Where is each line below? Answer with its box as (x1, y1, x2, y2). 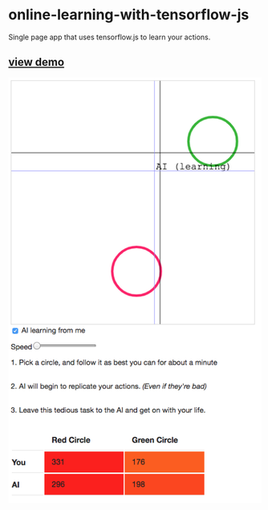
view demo (8, 55, 65, 69)
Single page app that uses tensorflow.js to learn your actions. (8, 32, 211, 42)
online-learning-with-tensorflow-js (8, 6, 250, 24)
